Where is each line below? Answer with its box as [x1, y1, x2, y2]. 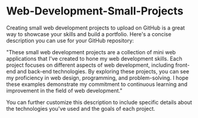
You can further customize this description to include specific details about [6, 98, 193, 106]
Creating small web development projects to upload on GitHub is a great [6, 24, 185, 31]
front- [175, 61, 190, 69]
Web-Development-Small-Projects [6, 4, 184, 18]
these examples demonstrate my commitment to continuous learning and [6, 80, 188, 88]
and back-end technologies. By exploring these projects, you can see [17, 67, 190, 75]
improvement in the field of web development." [6, 87, 123, 94]
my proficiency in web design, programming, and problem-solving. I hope [6, 74, 188, 81]
